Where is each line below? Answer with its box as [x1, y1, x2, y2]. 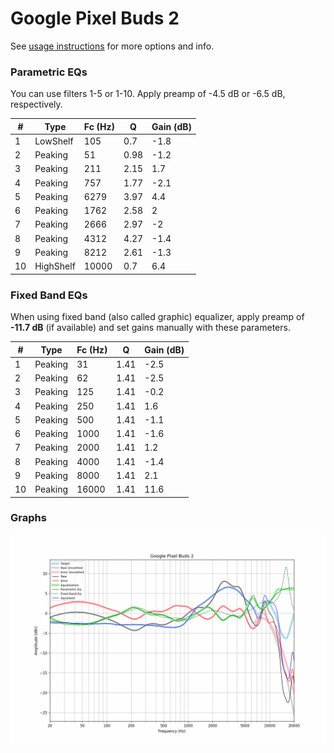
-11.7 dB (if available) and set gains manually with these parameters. [10, 322, 291, 334]
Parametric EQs [10, 65, 88, 79]
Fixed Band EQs [10, 288, 88, 302]
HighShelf [34, 260, 76, 272]
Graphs [10, 511, 47, 525]
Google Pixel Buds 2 [10, 7, 180, 30]
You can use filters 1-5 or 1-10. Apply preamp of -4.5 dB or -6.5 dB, [10, 88, 286, 100]
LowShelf [34, 135, 74, 147]
